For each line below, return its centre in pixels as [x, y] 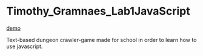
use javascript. [25, 46]
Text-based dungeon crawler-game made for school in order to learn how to [101, 40]
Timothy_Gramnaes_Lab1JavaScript [98, 11]
